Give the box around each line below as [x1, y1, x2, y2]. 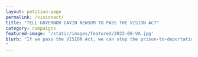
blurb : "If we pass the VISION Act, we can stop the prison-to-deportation [5, 36, 196, 42]
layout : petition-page [5, 8, 61, 15]
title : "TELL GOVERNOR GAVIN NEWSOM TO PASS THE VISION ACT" [5, 20, 160, 26]
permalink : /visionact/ [5, 14, 64, 20]
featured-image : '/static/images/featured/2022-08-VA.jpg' [5, 31, 154, 37]
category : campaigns [5, 25, 57, 31]
